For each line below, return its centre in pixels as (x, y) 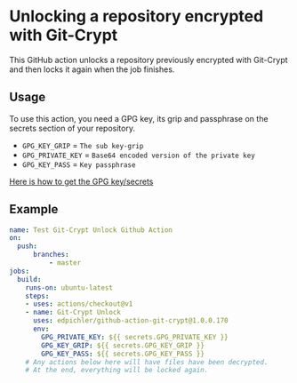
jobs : (19, 271)
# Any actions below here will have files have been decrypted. (147, 362)
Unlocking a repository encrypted (136, 16)
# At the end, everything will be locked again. (117, 371)
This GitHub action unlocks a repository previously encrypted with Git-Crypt (148, 60)
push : (28, 246)
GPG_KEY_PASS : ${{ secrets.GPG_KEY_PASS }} (123, 354)
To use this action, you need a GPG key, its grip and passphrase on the (139, 118)
